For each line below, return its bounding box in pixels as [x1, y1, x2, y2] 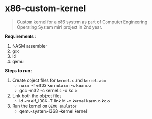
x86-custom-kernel [5, 3, 86, 14]
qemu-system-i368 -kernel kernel [19, 108, 87, 114]
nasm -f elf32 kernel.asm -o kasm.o [19, 82, 91, 88]
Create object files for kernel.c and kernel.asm [12, 77, 106, 83]
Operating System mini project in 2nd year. [16, 24, 103, 30]
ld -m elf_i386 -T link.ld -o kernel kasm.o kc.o [19, 98, 110, 103]
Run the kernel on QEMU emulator [12, 103, 77, 109]
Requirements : [5, 34, 37, 39]
